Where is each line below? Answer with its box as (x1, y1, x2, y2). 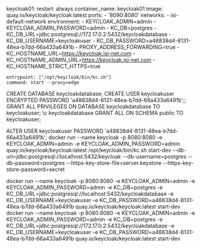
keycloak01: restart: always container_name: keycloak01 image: (6, 5, 164, 12)
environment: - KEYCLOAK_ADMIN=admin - (48, 18, 156, 25)
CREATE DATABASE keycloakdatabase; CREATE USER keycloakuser (6, 90, 175, 97)
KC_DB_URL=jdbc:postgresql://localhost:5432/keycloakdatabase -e (6, 190, 174, 197)
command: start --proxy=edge (6, 79, 79, 85)
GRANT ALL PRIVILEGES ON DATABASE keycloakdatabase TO (6, 103, 161, 110)
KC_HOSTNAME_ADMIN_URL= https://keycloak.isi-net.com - (6, 57, 155, 63)
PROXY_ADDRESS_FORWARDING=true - (79, 43, 180, 51)
